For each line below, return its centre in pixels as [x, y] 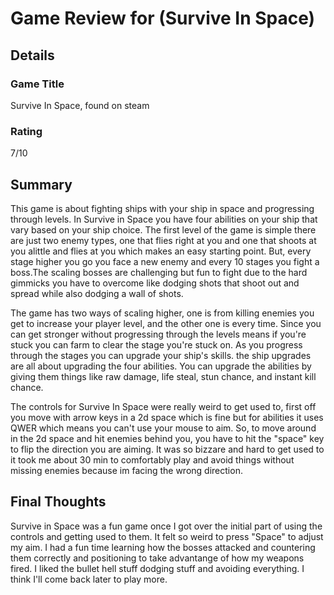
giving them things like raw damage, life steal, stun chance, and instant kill [163, 376]
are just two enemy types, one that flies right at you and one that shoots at [163, 240]
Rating [26, 131]
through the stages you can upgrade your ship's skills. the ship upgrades [161, 355]
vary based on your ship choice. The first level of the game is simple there [163, 229]
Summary [41, 184]
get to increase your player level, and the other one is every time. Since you [166, 323]
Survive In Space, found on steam [80, 105]
